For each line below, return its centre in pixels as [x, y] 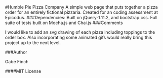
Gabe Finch [17, 62]
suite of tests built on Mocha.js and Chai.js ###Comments [64, 23]
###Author [16, 52]
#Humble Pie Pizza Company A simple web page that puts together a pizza [81, 7]
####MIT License [23, 71]
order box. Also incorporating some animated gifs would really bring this [79, 37]
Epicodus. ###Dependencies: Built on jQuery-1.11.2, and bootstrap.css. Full [81, 17]
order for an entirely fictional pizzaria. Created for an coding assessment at [81, 12]
